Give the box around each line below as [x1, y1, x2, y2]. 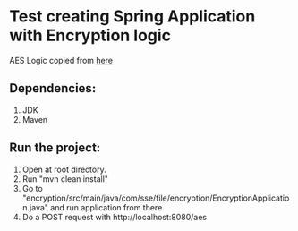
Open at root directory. [21, 164, 106, 175]
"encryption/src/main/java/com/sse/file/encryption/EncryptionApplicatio [21, 192, 290, 203]
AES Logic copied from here [9, 55, 114, 65]
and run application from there [50, 201, 163, 212]
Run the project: [9, 141, 101, 156]
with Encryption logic [9, 25, 172, 46]
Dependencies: [9, 81, 97, 96]
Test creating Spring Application [9, 6, 256, 27]
